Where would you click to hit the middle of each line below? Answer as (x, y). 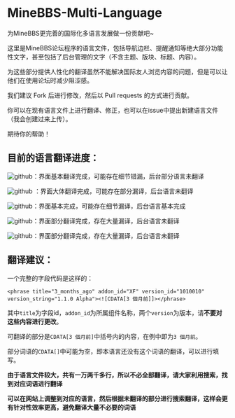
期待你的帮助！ (29, 134)
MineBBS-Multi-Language (85, 13)
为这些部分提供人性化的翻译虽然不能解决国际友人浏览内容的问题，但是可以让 (117, 71)
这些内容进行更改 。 (35, 321)
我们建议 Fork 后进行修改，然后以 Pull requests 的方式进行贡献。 (100, 95)
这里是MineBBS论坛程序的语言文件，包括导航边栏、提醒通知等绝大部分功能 (115, 48)
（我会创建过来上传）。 (40, 119)
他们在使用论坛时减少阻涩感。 (50, 80)
